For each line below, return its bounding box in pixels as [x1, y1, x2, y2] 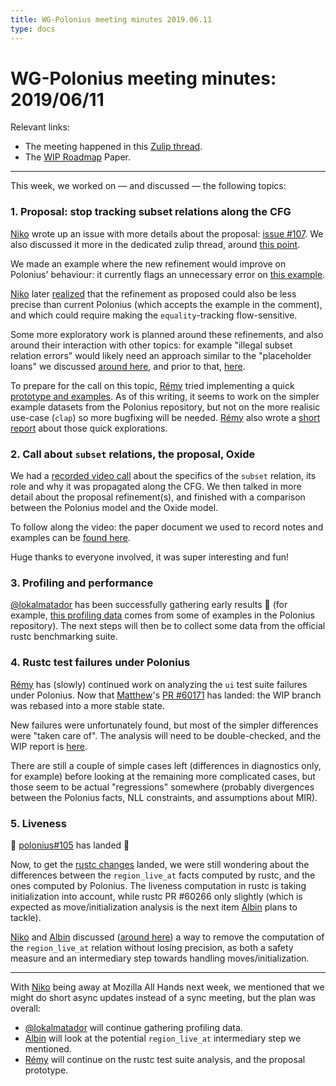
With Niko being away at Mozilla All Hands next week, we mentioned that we [10, 981, 325, 993]
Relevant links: [10, 121, 70, 133]
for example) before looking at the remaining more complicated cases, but [10, 770, 316, 782]
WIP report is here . [10, 740, 88, 752]
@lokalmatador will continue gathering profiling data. [24, 1021, 243, 1033]
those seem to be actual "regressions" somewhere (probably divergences [10, 781, 315, 793]
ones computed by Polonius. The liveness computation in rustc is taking [10, 879, 307, 891]
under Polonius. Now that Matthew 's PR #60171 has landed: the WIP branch [10, 689, 322, 701]
